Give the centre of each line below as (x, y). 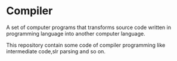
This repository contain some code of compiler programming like (86, 45)
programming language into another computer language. (76, 33)
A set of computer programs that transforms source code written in (89, 27)
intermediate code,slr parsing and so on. (56, 51)
